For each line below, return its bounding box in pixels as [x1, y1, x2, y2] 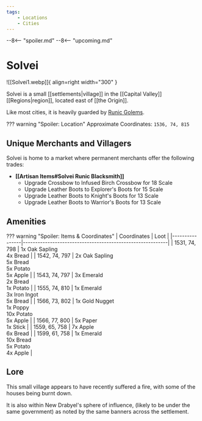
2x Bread [6, 278, 29, 285]
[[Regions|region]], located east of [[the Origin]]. [6, 97, 129, 104]
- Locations [17, 15, 48, 21]
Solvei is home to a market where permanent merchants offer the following [6, 154, 195, 162]
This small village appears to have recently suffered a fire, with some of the [6, 383, 196, 390]
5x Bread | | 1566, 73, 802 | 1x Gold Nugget [6, 297, 115, 304]
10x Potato [6, 310, 33, 317]
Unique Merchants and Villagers [6, 138, 132, 148]
